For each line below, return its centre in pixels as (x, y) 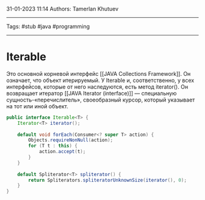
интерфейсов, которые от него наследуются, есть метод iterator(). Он (97, 87)
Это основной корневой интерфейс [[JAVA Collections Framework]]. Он (99, 73)
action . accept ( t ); (62, 152)
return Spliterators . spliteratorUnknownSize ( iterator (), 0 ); (108, 180)
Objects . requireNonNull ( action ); (71, 140)
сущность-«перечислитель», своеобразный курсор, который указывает (101, 100)
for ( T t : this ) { (53, 146)
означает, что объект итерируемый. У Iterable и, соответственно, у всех (100, 80)
